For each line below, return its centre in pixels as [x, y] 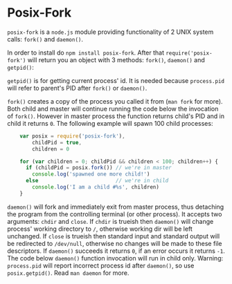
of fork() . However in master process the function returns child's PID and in [116, 116]
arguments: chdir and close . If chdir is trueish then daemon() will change [110, 221]
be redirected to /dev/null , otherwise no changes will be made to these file [115, 243]
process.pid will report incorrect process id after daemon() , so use [101, 265]
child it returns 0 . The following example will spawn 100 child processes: [110, 123]
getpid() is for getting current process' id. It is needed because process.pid [116, 80]
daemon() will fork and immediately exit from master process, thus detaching [116, 207]
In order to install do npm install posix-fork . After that [86, 53]
